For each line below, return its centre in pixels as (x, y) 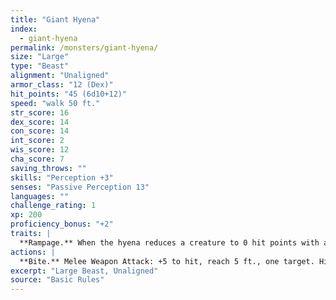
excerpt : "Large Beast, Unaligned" (84, 271)
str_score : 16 (40, 112)
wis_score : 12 (40, 150)
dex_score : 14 (40, 122)
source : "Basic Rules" (57, 280)
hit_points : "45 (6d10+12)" (69, 94)
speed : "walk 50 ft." (55, 103)
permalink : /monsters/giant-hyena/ (84, 47)
